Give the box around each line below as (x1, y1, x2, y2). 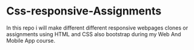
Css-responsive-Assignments (6, 4, 162, 18)
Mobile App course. (6, 37, 56, 44)
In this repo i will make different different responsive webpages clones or (6, 24, 189, 31)
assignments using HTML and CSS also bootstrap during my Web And (6, 30, 181, 37)
